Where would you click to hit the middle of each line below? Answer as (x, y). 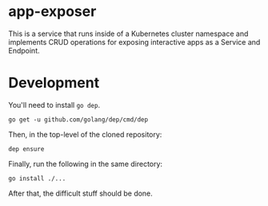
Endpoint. (24, 50)
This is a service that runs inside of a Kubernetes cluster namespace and (128, 34)
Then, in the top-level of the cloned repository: (85, 134)
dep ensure (26, 149)
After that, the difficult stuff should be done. (81, 193)
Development (54, 83)
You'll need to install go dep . (54, 105)
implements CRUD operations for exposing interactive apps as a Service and (134, 42)
